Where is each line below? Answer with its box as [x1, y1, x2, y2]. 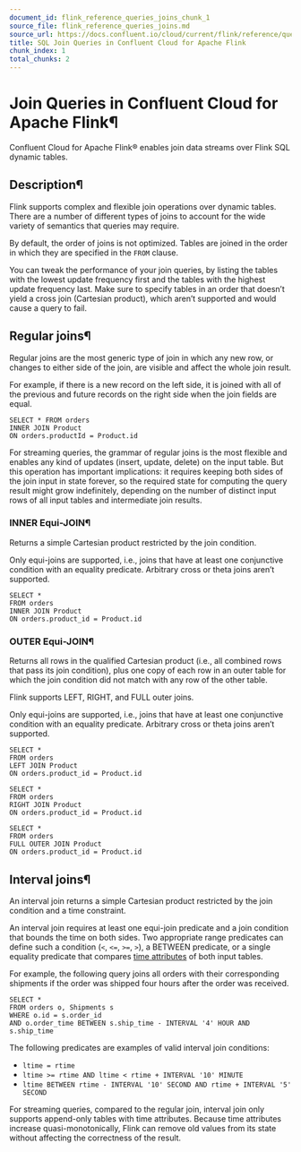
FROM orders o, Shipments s [9, 1002, 115, 1012]
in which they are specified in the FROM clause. [9, 247, 179, 258]
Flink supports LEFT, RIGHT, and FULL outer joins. [9, 692, 194, 703]
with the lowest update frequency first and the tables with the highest [9, 274, 266, 285]
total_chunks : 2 [9, 55, 70, 64]
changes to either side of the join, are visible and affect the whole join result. [9, 362, 292, 373]
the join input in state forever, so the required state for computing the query [9, 476, 288, 486]
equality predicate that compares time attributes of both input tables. [9, 950, 263, 961]
